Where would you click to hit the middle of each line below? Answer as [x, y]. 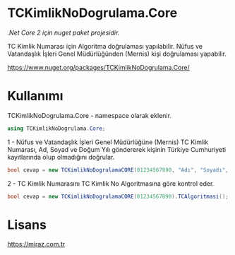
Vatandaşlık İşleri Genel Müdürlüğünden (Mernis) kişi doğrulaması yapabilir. [117, 54]
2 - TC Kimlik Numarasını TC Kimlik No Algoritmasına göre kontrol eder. [111, 183]
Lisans [27, 225]
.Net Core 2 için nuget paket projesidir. [64, 32]
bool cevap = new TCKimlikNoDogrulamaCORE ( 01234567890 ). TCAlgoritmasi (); [118, 196]
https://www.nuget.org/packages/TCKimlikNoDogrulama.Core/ [98, 67]
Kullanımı [35, 96]
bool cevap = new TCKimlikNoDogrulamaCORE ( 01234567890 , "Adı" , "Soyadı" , [118, 170]
